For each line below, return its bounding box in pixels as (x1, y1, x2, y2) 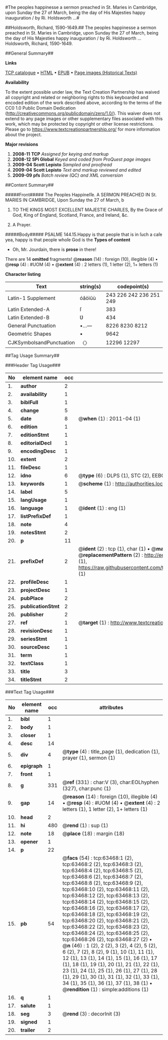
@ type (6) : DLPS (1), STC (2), (78, 472, 151, 479)
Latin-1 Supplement (7, 295, 56, 301)
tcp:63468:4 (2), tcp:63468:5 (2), (62, 867, 143, 874)
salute (20, 1002, 36, 1009)
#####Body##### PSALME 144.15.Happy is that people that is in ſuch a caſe (5, 231, 162, 237)
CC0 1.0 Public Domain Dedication (5, 105, 76, 111)
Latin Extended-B (7, 314, 50, 321)
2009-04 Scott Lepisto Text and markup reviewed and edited (12, 167, 141, 173)
